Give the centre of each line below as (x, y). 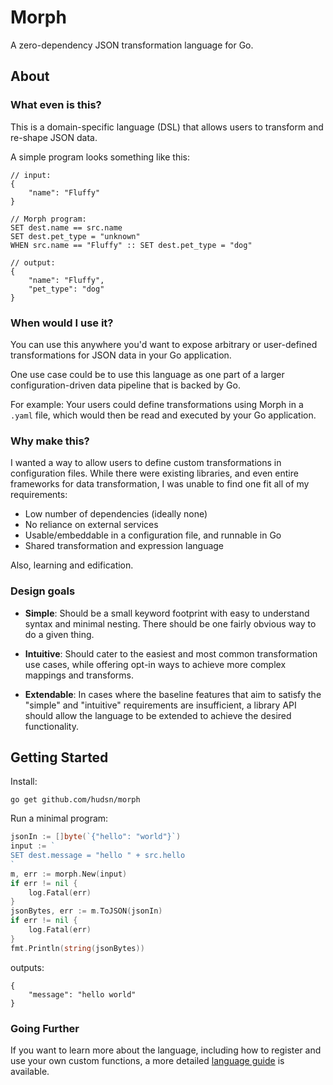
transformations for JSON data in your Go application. (121, 355)
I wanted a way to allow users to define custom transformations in (146, 463)
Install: (24, 782)
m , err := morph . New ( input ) (69, 874)
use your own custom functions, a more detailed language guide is (147, 1060)
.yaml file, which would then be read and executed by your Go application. (163, 415)
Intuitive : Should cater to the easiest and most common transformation (171, 653)
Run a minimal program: (59, 818)
